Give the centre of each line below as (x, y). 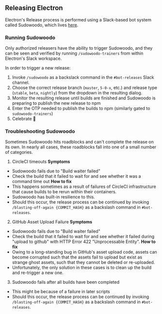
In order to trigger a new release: (38, 68)
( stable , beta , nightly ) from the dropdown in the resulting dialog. (77, 93)
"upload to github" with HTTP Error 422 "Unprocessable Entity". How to (84, 242)
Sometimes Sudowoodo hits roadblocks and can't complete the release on (80, 142)
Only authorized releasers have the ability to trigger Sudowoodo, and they (79, 48)
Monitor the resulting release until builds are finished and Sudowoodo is (84, 98)
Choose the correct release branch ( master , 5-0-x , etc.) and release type (85, 88)
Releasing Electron (34, 8)
